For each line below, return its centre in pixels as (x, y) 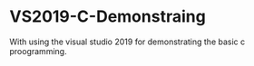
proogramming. (38, 51)
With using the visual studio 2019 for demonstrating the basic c (127, 42)
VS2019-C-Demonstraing (107, 17)
